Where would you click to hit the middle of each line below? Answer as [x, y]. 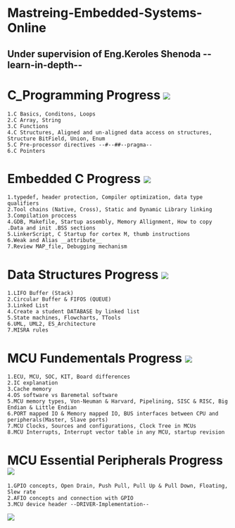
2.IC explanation [33, 383]
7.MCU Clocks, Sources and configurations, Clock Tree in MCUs [102, 426]
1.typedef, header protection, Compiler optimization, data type [105, 197]
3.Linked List [28, 306]
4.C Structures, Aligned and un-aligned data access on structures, [110, 132]
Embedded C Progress [74, 178]
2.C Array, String [34, 120]
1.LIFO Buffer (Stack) [40, 294]
